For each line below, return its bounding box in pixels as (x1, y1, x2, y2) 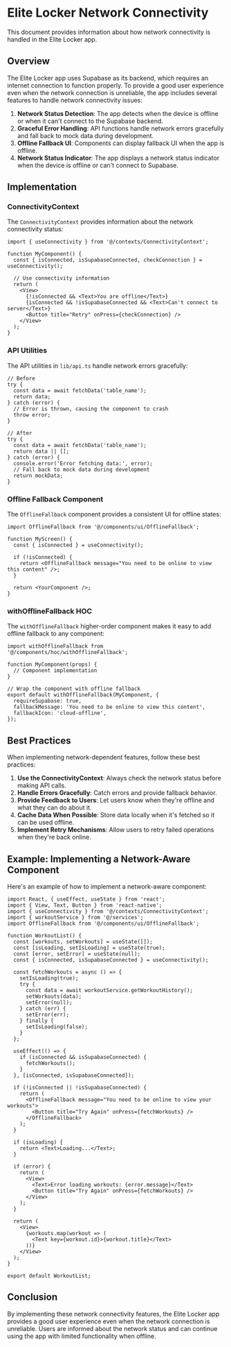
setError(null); (25, 998, 73, 1006)
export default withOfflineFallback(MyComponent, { (7, 692, 159, 698)
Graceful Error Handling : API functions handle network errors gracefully (17, 124, 224, 133)
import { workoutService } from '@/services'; (7, 914, 144, 921)
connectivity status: (7, 225, 64, 233)
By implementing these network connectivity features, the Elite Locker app (7, 1310, 220, 1318)
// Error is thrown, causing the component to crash (13, 405, 169, 412)
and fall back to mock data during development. (17, 131, 154, 140)
